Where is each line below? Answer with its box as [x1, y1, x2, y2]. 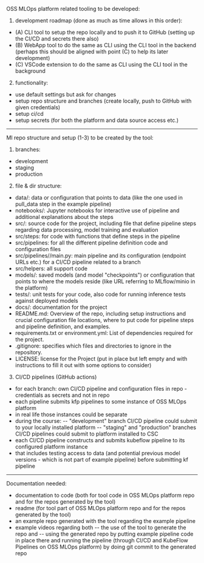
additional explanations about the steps [15, 214, 114, 220]
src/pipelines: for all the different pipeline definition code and [15, 239, 168, 246]
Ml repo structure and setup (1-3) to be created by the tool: [6, 134, 154, 141]
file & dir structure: [15, 182, 62, 189]
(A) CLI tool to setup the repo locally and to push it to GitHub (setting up [15, 29, 195, 36]
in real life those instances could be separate [15, 411, 127, 418]
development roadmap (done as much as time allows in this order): [15, 17, 183, 24]
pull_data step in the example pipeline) [15, 200, 112, 207]
